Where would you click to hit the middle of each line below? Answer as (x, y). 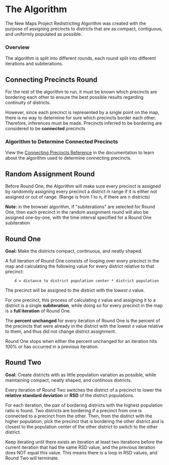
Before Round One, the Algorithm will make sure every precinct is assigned (83, 186)
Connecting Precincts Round (51, 80)
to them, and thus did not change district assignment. (61, 331)
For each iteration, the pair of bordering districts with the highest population (84, 405)
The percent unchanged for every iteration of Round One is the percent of (83, 321)
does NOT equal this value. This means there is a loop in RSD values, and (81, 452)
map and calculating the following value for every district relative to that (80, 266)
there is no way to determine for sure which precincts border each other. (81, 118)
